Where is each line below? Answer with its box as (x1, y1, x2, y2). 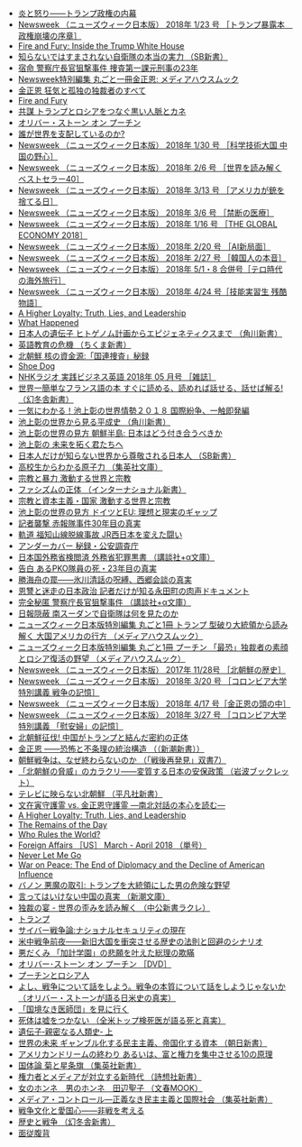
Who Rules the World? (17, 829, 101, 840)
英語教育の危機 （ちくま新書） (17, 339, 132, 350)
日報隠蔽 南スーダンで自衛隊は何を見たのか (17, 608, 178, 619)
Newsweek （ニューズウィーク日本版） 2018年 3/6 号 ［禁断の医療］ (17, 207, 275, 218)
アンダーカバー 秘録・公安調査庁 (17, 540, 140, 551)
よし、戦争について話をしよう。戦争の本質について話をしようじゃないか (17, 981, 287, 992)
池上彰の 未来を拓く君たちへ (17, 439, 124, 449)
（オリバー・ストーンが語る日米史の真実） (17, 993, 177, 1003)
